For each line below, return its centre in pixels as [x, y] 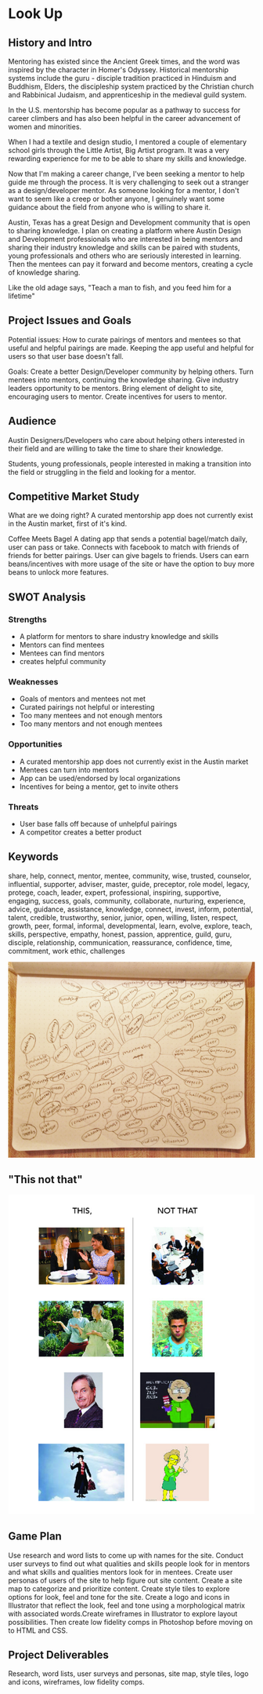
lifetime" [22, 296]
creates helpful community [63, 662]
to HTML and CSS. [38, 1630]
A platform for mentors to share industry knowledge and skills [119, 637]
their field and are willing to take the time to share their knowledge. [116, 448]
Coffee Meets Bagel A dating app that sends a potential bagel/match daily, [128, 539]
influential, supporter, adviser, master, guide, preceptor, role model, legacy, [129, 884]
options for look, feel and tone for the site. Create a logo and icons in [119, 1597]
